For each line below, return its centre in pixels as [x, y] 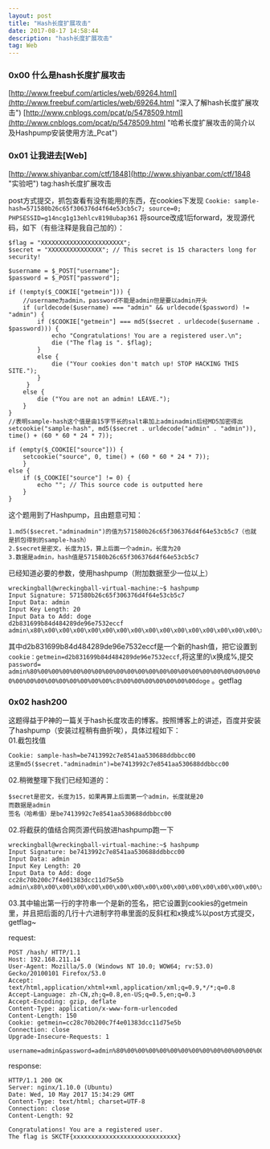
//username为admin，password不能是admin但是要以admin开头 [115, 301]
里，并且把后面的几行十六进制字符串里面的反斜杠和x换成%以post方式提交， [134, 914]
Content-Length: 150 [43, 1016]
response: [25, 1066]
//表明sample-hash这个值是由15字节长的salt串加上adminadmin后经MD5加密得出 [126, 421]
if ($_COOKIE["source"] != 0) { [77, 478]
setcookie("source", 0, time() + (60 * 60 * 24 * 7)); [117, 456]
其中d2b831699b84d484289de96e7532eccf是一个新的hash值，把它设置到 [133, 646]
